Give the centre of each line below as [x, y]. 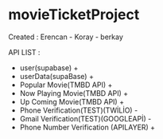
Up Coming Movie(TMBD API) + [72, 101]
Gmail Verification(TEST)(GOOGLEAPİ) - [85, 118]
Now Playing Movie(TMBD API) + [74, 93]
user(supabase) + [49, 68]
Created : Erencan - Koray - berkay [66, 37]
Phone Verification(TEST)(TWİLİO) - [79, 110]
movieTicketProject [74, 15]
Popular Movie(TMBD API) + [66, 85]
